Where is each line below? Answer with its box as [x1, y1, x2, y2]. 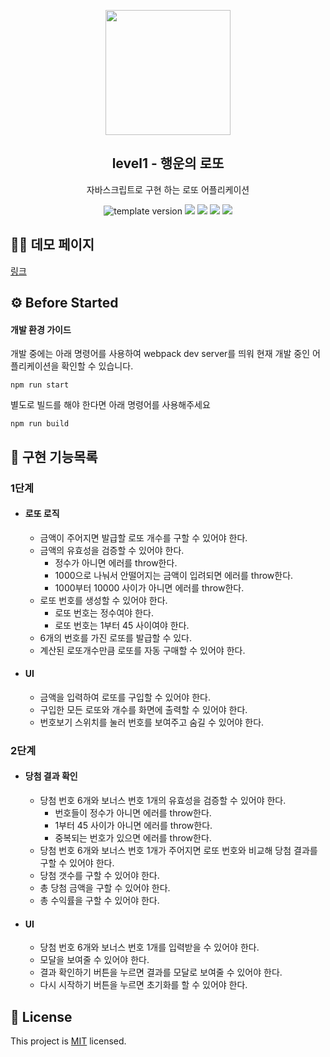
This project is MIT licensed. [10, 1035, 127, 1047]
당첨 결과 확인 [24, 770, 78, 782]
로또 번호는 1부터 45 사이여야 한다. [54, 619, 190, 631]
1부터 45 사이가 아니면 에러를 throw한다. [54, 820, 213, 832]
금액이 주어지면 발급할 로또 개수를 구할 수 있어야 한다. [39, 531, 248, 544]
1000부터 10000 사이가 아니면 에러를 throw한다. [54, 581, 245, 594]
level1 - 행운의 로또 [111, 155, 225, 172]
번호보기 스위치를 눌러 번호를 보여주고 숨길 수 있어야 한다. [39, 716, 265, 728]
